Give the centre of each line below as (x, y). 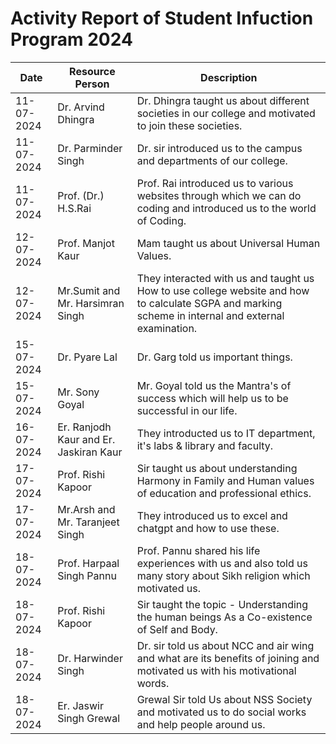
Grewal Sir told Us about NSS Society (224, 699)
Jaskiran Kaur (90, 452)
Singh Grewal (89, 718)
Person (92, 84)
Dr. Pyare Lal (87, 357)
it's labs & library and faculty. (205, 445)
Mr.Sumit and (89, 290)
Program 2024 (71, 39)
